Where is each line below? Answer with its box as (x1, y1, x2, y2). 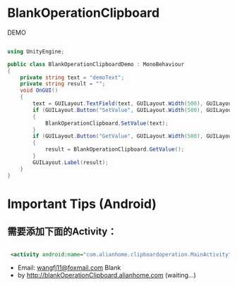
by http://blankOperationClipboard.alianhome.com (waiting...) (17, 271, 196, 280)
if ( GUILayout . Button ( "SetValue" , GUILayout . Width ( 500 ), (32, 106, 203, 113)
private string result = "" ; (20, 80, 106, 87)
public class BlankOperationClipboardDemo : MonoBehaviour (7, 61, 185, 68)
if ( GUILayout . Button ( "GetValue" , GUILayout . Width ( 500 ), (32, 132, 203, 140)
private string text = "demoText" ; (20, 74, 125, 81)
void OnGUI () (20, 87, 59, 94)
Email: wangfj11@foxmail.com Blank (17, 263, 121, 272)
